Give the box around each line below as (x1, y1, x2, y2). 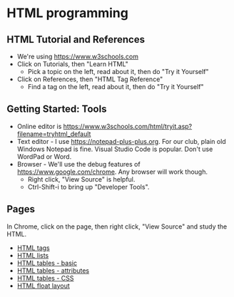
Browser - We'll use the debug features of (16, 160, 141, 168)
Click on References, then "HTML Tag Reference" (16, 75, 163, 83)
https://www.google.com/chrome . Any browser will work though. (16, 167, 208, 176)
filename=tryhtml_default (16, 130, 91, 138)
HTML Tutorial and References (6, 33, 146, 46)
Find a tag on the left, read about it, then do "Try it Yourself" (27, 83, 204, 90)
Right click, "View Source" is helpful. (27, 174, 136, 183)
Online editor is (16, 122, 62, 130)
